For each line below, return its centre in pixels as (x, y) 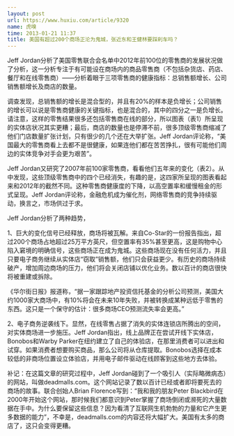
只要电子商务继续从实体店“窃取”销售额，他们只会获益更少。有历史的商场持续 (117, 260)
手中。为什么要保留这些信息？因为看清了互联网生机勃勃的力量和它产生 (120, 408)
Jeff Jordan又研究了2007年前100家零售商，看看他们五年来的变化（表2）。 (113, 169)
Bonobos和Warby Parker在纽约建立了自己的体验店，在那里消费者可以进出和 (116, 341)
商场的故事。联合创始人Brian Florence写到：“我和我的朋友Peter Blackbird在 (116, 391)
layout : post (26, 14)
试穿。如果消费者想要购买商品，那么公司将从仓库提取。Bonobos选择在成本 (115, 350)
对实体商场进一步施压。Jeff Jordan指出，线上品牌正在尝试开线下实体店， (112, 333)
